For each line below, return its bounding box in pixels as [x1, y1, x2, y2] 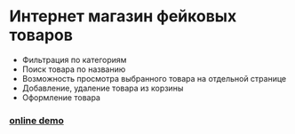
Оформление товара [21, 91, 100, 103]
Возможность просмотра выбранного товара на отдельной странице [21, 73, 287, 83]
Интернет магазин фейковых [9, 6, 237, 27]
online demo [9, 114, 64, 126]
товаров [9, 25, 74, 45]
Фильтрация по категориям [21, 54, 127, 65]
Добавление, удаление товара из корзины [21, 83, 184, 93]
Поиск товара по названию [21, 64, 126, 75]
